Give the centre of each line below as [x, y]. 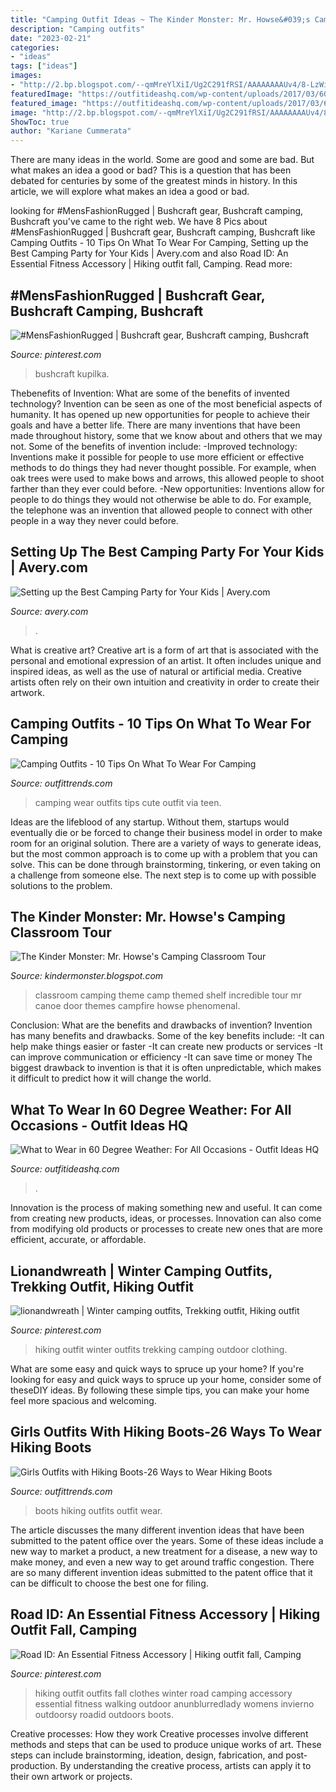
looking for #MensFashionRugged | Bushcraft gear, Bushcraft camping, [157, 211]
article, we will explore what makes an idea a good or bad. [130, 192]
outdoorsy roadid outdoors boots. [104, 1714]
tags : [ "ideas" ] [44, 66]
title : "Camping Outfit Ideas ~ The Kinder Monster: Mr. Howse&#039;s [160, 19]
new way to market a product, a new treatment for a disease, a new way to [164, 1551]
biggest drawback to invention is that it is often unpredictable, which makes [166, 1068]
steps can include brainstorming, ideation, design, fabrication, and [147, 1755]
